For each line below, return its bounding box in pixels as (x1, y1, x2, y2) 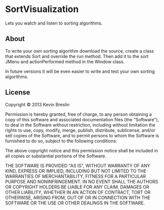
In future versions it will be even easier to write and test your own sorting (5, 68, 155, 74)
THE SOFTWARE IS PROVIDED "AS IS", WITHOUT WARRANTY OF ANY (5, 162, 151, 168)
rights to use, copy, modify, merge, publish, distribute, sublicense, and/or (5, 127, 156, 133)
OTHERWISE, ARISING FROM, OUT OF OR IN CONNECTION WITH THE (5, 194, 151, 200)
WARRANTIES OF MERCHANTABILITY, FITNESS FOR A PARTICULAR (5, 173, 146, 179)
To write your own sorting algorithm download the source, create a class (5, 48, 154, 54)
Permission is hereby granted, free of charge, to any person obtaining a (5, 111, 152, 117)
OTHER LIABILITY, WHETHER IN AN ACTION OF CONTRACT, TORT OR (5, 189, 151, 195)
